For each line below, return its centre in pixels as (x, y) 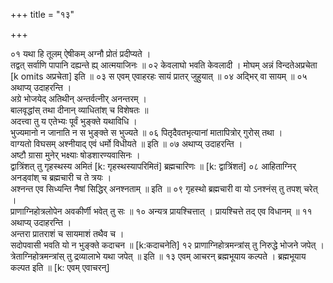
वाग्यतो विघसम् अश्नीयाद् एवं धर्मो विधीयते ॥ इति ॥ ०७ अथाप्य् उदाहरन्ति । (126, 143)
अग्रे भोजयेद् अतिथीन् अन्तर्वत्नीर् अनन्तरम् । (78, 98)
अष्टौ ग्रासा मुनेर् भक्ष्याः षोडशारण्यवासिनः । (75, 155)
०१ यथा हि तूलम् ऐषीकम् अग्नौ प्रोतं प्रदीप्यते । (81, 53)
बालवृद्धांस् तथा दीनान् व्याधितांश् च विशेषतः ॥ (79, 110)
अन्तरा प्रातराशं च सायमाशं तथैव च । (67, 233)
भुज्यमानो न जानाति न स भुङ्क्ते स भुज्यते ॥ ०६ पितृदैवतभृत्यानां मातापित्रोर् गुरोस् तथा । (146, 132)
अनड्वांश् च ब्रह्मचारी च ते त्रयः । (61, 177)
